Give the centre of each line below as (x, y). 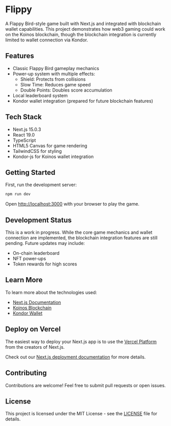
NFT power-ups (29, 259)
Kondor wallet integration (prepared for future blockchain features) (83, 101)
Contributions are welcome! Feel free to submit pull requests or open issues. (86, 385)
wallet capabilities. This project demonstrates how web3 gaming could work (85, 29)
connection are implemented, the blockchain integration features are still (81, 238)
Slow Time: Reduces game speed (55, 84)
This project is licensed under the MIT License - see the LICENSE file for (81, 414)
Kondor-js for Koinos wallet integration (53, 156)
